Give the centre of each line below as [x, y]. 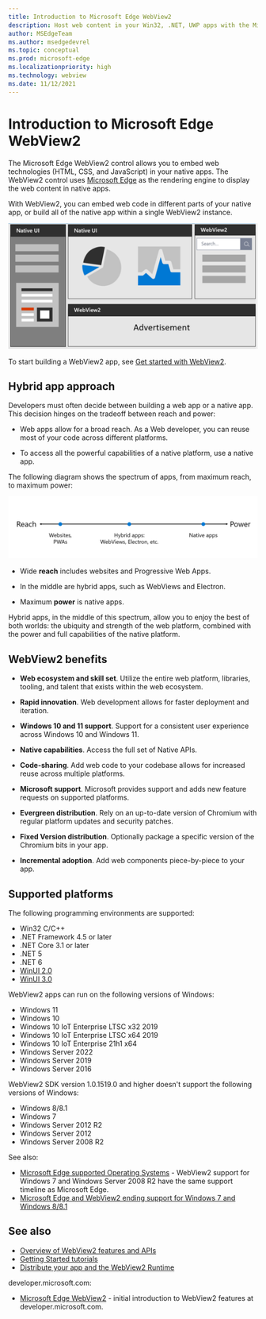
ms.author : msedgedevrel [49, 42]
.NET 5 [31, 954]
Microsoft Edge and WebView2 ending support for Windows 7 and [127, 1198]
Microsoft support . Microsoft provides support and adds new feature [133, 789]
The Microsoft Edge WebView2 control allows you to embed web [114, 163]
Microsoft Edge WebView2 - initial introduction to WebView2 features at [137, 1298]
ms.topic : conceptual [44, 50]
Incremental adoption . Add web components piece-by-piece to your [132, 861]
